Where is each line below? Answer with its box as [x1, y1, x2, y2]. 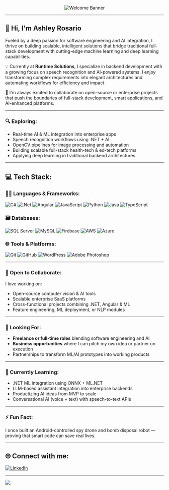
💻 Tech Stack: [5, 172, 52, 181]
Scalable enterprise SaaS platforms [12, 295, 86, 302]
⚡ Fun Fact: [5, 414, 33, 421]
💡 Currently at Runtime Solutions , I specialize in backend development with [5, 63, 162, 69]
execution [12, 346, 34, 352]
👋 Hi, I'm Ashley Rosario [5, 24, 81, 33]
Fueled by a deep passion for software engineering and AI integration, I [5, 37, 153, 43]
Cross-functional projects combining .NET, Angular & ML [12, 301, 130, 307]
